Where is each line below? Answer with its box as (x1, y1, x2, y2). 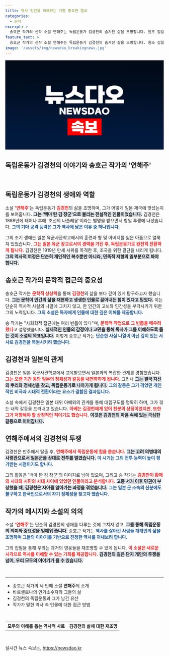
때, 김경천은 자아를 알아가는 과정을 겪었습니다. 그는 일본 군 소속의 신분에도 (18, 485, 162, 491)
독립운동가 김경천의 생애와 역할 (5, 190, 96, 199)
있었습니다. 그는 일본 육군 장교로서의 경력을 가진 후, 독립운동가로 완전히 (10, 240, 148, 247)
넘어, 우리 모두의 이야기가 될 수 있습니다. (5, 558, 83, 564)
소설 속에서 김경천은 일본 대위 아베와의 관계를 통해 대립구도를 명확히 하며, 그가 (5, 399, 158, 405)
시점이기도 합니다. (18, 461, 54, 467)
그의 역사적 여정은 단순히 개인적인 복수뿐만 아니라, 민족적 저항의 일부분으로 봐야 (5, 253, 159, 260)
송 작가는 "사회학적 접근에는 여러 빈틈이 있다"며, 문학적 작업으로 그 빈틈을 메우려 (5, 320, 161, 326)
